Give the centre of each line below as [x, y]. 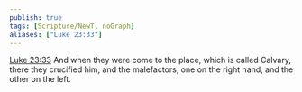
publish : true [36, 18]
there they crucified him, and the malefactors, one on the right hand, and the [151, 69]
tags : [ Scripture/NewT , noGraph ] [72, 26]
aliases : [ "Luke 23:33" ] [56, 34]
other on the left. [41, 79]
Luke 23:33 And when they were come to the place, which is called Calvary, [150, 60]
